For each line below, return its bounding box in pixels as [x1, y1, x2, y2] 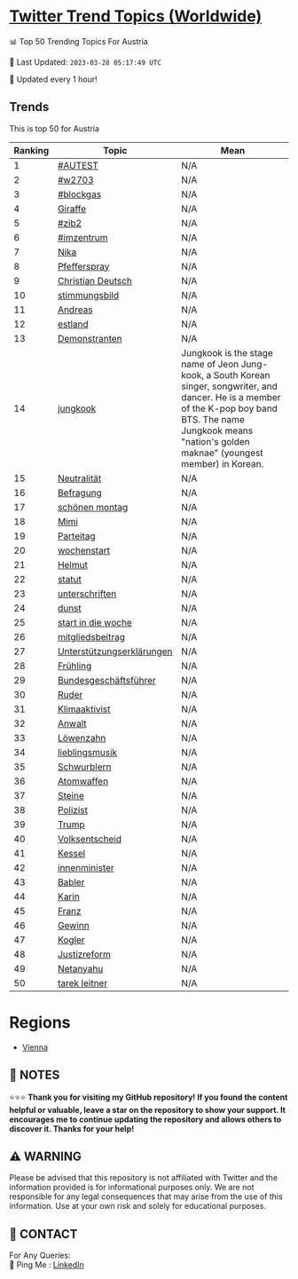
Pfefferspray [57, 260, 110, 272]
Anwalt [57, 717, 87, 730]
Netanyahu [57, 962, 104, 975]
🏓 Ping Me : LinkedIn [9, 1259, 84, 1270]
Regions [9, 1012, 71, 1032]
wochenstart [57, 544, 111, 557]
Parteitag [57, 530, 96, 542]
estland [57, 318, 89, 330]
